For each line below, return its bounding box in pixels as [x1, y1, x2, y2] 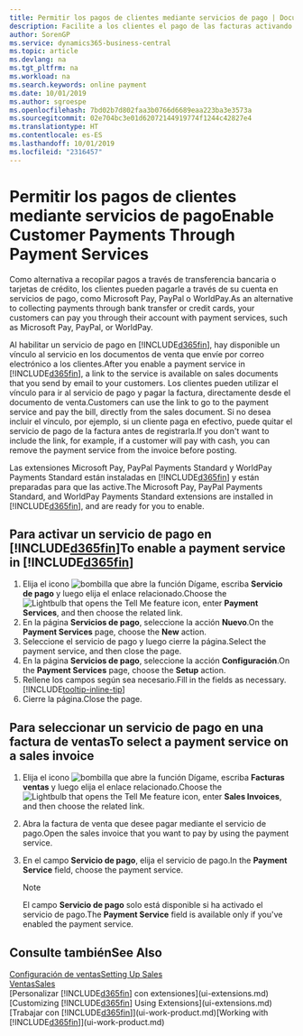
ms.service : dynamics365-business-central [9, 38, 171, 48]
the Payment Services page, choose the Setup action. [22, 665, 226, 676]
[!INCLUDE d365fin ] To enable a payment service [9, 541, 286, 556]
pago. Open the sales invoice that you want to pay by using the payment [22, 828, 289, 839]
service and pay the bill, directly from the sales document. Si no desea [9, 406, 271, 417]
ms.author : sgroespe [9, 97, 87, 106]
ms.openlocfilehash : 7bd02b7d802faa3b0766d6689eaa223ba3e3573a [9, 106, 252, 115]
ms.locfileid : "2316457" [9, 147, 103, 156]
